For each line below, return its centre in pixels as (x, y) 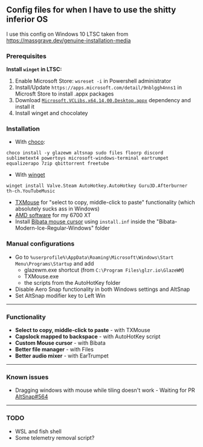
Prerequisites (26, 56)
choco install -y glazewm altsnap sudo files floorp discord (85, 153)
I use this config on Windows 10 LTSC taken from (67, 34)
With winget (30, 175)
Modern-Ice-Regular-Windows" (54, 228)
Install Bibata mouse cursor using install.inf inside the (85, 222)
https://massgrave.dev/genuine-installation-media (69, 40)
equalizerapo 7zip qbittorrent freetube (58, 164)
